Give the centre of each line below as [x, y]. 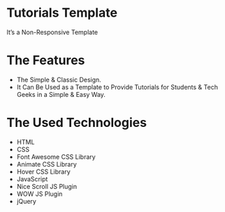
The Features [46, 60]
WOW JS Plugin [39, 194]
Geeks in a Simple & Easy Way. [61, 94]
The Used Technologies [77, 123]
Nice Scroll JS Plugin [47, 186]
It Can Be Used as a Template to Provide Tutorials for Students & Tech [117, 87]
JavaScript [32, 179]
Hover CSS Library [43, 172]
